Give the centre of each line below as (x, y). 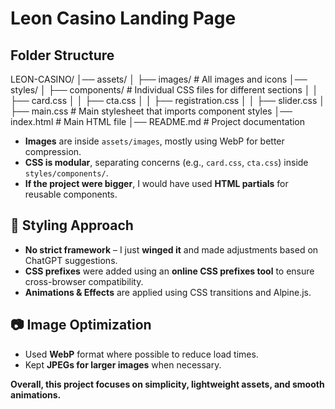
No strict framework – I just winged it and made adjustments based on (171, 249)
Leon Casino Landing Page (123, 18)
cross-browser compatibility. (84, 281)
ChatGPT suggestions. (71, 260)
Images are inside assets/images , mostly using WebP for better (154, 141)
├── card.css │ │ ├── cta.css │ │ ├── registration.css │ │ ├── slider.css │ (167, 100)
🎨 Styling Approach (72, 225)
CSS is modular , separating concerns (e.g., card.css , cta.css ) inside (166, 162)
